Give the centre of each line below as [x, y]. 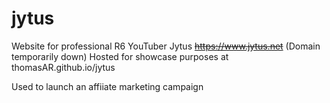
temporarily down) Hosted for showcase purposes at [120, 56]
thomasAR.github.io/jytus [63, 67]
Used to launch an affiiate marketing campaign [107, 86]
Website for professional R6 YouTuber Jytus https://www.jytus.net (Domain [166, 46]
